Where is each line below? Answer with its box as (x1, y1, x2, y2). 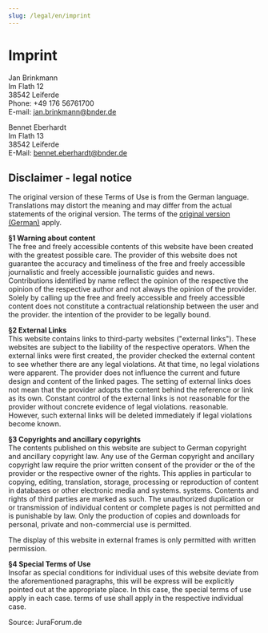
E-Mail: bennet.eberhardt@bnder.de (8, 147, 128, 157)
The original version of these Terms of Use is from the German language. (8, 192, 250, 202)
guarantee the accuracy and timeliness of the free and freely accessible (8, 259, 246, 268)
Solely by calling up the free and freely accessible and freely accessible (8, 293, 246, 303)
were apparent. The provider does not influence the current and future (8, 368, 241, 377)
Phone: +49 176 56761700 (8, 98, 94, 108)
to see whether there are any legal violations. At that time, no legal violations (8, 360, 260, 369)
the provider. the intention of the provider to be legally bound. (8, 310, 211, 320)
